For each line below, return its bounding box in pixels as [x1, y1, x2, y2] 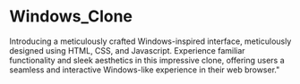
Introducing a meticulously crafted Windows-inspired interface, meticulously [9, 36, 292, 46]
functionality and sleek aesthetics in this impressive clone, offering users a [9, 55, 285, 65]
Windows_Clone [9, 6, 133, 27]
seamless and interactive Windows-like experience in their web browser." [9, 64, 280, 75]
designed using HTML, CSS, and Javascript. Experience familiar [9, 45, 245, 55]
